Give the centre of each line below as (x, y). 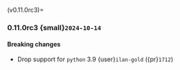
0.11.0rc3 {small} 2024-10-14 (54, 27)
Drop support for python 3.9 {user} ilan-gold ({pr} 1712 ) (95, 59)
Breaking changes (34, 44)
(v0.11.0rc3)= (26, 10)
